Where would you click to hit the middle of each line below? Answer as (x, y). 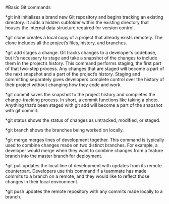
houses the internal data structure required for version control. (70, 28)
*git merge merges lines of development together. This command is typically (85, 140)
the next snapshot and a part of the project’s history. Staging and (73, 74)
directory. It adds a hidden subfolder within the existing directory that (77, 22)
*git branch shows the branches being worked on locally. (65, 130)
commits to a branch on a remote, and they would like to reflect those (77, 176)
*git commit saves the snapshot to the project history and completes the (80, 94)
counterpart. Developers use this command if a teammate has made (76, 171)
